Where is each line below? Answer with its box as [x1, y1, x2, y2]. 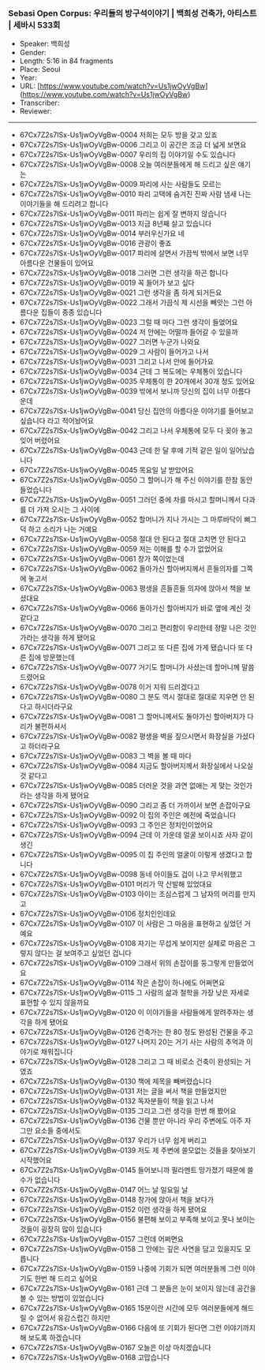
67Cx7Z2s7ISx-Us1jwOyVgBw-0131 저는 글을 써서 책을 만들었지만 [19, 1087, 227, 1096]
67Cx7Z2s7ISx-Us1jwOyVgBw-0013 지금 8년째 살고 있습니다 [19, 219, 212, 229]
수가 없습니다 [19, 1175, 61, 1185]
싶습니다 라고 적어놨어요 [19, 416, 95, 426]
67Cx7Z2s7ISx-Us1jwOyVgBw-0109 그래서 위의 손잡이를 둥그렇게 [19, 958, 227, 968]
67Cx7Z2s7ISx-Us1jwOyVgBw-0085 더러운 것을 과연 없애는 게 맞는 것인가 [19, 781, 253, 790]
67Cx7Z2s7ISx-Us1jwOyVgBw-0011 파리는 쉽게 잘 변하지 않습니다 [19, 209, 227, 218]
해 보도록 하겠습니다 [19, 1333, 81, 1342]
